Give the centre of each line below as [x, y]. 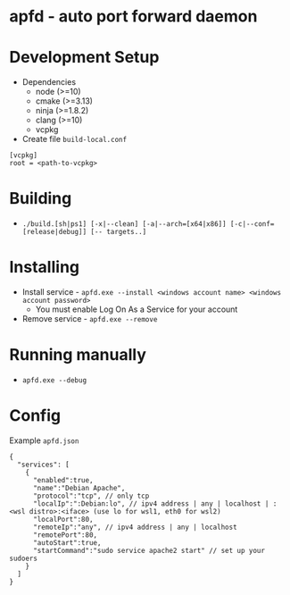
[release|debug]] [54, 232]
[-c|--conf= [253, 224]
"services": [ [43, 465]
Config [35, 416]
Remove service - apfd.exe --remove [90, 318]
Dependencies [49, 82]
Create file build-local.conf [75, 139]
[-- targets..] [119, 232]
